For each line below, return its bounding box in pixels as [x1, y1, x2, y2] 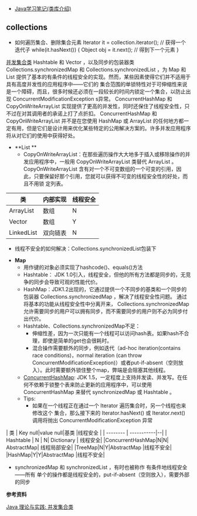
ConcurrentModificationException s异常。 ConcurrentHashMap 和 [12, 95, 172, 102]
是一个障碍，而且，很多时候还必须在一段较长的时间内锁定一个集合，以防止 [6, 87, 186, 95]
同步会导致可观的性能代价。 [33, 278, 101, 285]
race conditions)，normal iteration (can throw [32, 352, 142, 359]
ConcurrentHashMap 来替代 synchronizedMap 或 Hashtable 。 [23, 388, 175, 395]
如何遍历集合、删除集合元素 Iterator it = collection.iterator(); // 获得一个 [14, 39, 186, 46]
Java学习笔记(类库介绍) [14, 5, 72, 12]
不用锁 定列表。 [28, 180, 66, 187]
